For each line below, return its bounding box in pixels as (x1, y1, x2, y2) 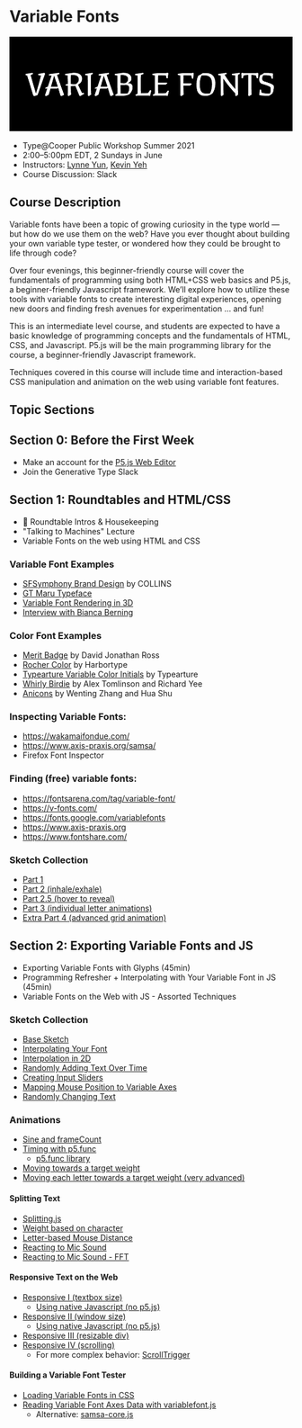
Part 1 (22, 875, 44, 885)
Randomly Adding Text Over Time (22, 1063, 148, 1073)
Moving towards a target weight (22, 1163, 141, 1173)
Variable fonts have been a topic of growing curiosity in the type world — (9, 219, 280, 229)
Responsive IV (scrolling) (22, 1339, 115, 1351)
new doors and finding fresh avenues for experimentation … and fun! (9, 303, 264, 314)
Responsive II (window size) (22, 1311, 127, 1322)
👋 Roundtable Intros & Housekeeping (22, 516, 159, 527)
